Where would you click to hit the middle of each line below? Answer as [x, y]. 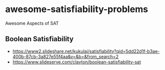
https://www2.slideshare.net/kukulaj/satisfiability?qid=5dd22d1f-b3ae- [86, 51]
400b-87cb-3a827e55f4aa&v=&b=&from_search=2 [65, 56]
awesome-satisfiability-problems [77, 9]
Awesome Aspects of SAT [32, 23]
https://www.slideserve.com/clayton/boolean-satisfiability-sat [77, 62]
